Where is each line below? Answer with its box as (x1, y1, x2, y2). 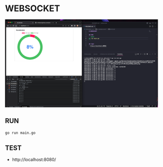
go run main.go (5, 130, 36, 135)
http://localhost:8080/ (12, 157, 56, 163)
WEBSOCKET (5, 3, 61, 14)
